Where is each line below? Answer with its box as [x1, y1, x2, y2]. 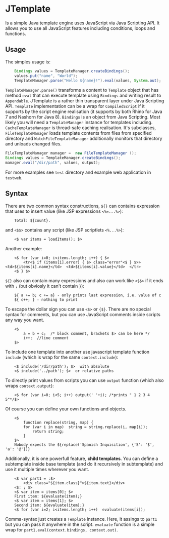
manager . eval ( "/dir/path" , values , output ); [5, 160, 100, 165]
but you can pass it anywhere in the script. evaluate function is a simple [5, 521, 155, 527]
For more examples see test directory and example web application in [5, 169, 151, 175]
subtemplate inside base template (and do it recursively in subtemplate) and [5, 460, 163, 467]
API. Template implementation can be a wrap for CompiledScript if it [5, 103, 145, 109]
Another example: [5, 245, 42, 251]
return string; [32, 429, 65, 434]
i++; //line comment [23, 335, 69, 340]
